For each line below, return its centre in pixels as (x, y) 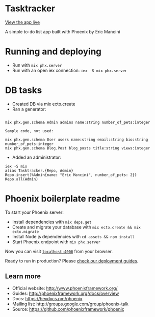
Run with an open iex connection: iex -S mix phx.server (70, 70)
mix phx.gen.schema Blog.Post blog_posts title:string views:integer (78, 148)
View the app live (23, 22)
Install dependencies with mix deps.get (52, 222)
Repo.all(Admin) (22, 179)
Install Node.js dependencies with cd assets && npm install (73, 236)
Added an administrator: (37, 157)
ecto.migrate (26, 231)
